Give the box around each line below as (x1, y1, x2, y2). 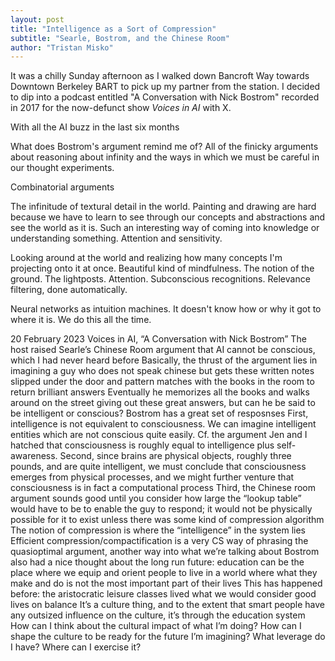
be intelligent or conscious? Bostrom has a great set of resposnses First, (10, 407, 309, 420)
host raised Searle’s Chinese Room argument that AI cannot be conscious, (10, 344, 316, 356)
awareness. (10, 450, 58, 462)
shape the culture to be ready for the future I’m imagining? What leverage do (10, 631, 326, 643)
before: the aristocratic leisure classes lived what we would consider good (10, 588, 317, 600)
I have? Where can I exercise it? (10, 641, 142, 653)
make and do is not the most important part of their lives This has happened (10, 577, 323, 590)
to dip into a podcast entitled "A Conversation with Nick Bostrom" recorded (10, 91, 320, 103)
